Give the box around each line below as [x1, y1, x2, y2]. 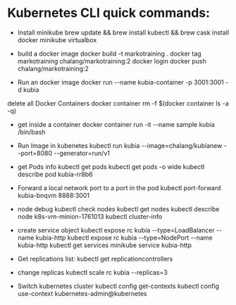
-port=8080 [17, 149, 53, 157]
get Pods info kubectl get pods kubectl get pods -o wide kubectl [17, 162, 205, 170]
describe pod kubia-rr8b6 [17, 170, 93, 178]
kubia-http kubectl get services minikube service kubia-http [17, 241, 192, 249]
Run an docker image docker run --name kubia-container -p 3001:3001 [17, 77, 224, 86]
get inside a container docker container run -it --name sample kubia [17, 120, 215, 128]
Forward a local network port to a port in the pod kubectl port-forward [17, 183, 221, 192]
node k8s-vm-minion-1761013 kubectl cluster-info [17, 212, 163, 220]
